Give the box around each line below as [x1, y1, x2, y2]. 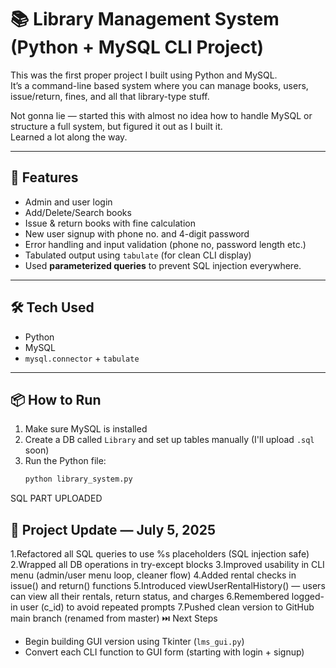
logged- [291, 591, 325, 603]
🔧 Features [10, 169, 79, 186]
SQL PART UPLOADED [10, 492, 103, 505]
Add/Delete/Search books [24, 206, 132, 218]
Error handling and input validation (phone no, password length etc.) [24, 238, 307, 250]
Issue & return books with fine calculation [24, 217, 196, 229]
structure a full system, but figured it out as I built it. [10, 120, 223, 132]
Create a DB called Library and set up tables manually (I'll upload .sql [24, 434, 315, 446]
